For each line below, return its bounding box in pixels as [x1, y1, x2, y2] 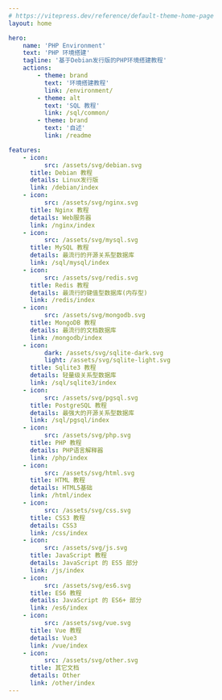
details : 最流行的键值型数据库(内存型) [29, 288, 148, 297]
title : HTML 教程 [29, 476, 86, 484]
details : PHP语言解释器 [29, 446, 104, 455]
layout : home [8, 19, 52, 27]
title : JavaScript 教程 [29, 551, 107, 560]
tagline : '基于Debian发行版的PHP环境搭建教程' [23, 57, 167, 65]
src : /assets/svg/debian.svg [43, 161, 142, 170]
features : [8, 146, 42, 154]
